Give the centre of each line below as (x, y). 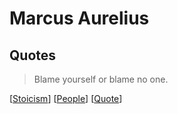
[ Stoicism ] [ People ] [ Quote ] (66, 98)
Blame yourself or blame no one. (101, 79)
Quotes (33, 55)
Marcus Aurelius (79, 18)
